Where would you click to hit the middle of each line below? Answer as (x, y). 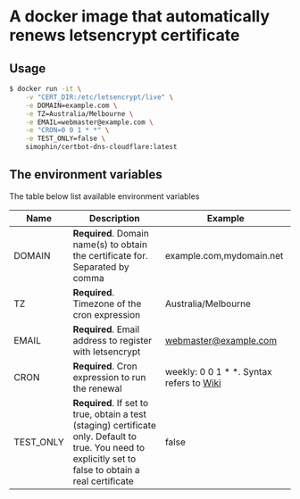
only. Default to (104, 437)
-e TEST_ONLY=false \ (65, 139)
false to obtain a (106, 470)
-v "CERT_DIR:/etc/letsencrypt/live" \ (100, 97)
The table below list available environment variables (104, 196)
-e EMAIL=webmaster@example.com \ (89, 122)
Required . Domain (111, 233)
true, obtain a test (110, 414)
